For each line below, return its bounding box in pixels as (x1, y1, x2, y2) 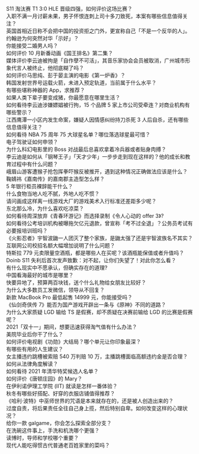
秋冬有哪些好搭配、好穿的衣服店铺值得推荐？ (6, 390, 115, 397)
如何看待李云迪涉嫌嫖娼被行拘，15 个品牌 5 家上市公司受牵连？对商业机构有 (6, 101, 191, 108)
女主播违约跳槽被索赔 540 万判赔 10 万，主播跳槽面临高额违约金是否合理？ (6, 353, 188, 360)
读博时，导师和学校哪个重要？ (6, 434, 79, 441)
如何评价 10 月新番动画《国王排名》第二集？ (6, 50, 114, 56)
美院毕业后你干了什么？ (6, 331, 63, 337)
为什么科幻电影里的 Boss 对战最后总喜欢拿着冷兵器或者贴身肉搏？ (6, 146, 167, 153)
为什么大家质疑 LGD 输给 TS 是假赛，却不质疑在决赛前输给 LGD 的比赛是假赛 (6, 308, 193, 315)
